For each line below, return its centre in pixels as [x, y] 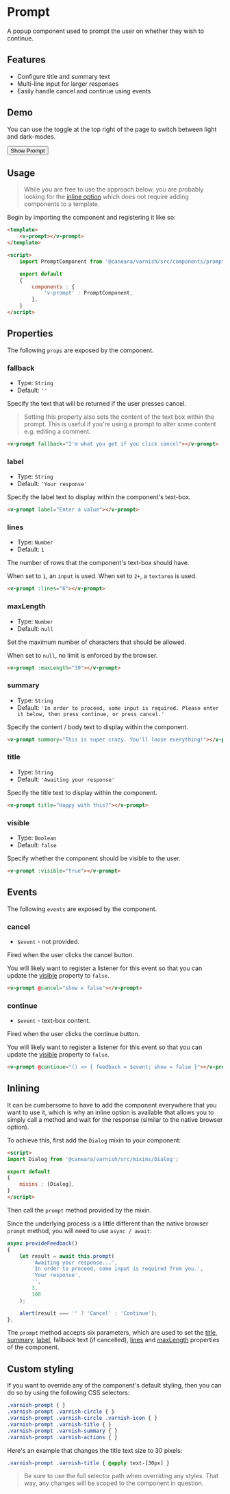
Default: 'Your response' [52, 484]
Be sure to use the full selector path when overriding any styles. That [121, 1476]
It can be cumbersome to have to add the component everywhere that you [112, 1105]
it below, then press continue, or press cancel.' [91, 714]
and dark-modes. [31, 136]
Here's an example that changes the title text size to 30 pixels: [95, 1450]
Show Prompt [28, 151]
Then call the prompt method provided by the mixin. [79, 1210]
